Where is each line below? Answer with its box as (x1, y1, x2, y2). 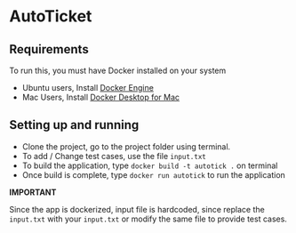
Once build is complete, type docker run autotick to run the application (21, 169, 286, 180)
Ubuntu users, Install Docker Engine (21, 83, 154, 92)
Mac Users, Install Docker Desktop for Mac (21, 92, 180, 102)
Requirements (9, 42, 89, 57)
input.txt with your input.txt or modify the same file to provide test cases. (9, 213, 287, 224)
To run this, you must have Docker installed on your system (9, 65, 227, 76)
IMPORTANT (9, 187, 57, 197)
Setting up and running (9, 117, 140, 133)
